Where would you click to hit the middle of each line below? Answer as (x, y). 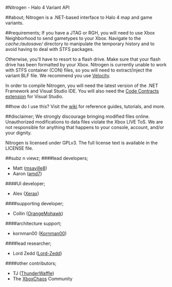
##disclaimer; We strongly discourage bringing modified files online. (78, 116)
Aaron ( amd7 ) (27, 174)
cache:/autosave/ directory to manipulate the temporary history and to (80, 44)
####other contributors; (31, 263)
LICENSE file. (19, 148)
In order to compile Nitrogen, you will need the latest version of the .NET (82, 85)
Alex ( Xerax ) (26, 193)
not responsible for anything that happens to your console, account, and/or (85, 127)
